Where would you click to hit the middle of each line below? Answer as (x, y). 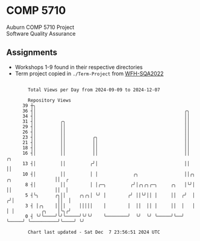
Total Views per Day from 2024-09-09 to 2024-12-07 (94, 90)
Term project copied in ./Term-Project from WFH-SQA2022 (89, 74)
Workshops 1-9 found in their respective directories (79, 67)
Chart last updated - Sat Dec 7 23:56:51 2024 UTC (94, 232)
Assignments (32, 53)
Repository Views (49, 100)
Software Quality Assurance (41, 33)
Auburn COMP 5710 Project (40, 27)
